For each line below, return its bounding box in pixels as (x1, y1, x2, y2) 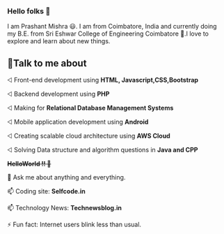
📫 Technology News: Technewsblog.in (7, 204, 122, 212)
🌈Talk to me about (7, 57, 87, 69)
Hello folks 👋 (7, 6, 51, 16)
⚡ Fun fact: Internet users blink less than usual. (7, 220, 141, 229)
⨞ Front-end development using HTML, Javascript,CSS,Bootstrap (7, 76, 199, 85)
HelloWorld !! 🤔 (7, 160, 51, 168)
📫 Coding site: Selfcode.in (7, 187, 86, 196)
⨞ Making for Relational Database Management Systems (7, 104, 174, 112)
